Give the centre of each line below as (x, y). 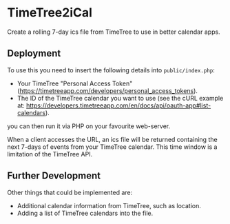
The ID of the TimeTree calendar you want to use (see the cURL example (120, 98)
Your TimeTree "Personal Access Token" (75, 83)
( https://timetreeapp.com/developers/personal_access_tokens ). (107, 90)
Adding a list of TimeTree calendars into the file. (85, 213)
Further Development (54, 176)
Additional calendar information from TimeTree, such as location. (109, 205)
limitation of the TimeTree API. (50, 154)
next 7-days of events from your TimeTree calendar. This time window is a (112, 147)
